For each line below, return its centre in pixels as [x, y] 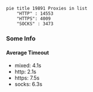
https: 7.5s [27, 78]
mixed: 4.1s [28, 66]
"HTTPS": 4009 [34, 19]
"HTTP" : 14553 [35, 13]
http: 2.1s [25, 72]
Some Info [21, 38]
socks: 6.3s [28, 84]
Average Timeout [27, 52]
